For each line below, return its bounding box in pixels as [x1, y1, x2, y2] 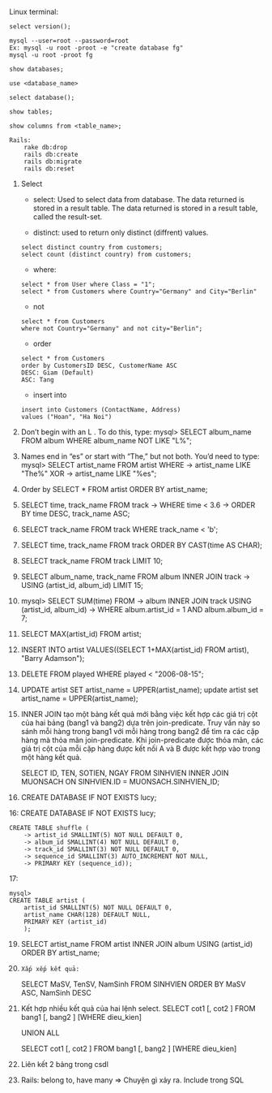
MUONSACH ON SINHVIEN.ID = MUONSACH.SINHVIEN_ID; [20, 777, 220, 786]
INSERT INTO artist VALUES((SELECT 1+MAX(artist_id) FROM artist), [20, 645, 249, 655]
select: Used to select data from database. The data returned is [32, 195, 245, 204]
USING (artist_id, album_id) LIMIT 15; [20, 581, 144, 590]
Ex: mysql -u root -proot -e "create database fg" [9, 44, 184, 52]
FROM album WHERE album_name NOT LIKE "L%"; [20, 436, 193, 445]
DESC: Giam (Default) [20, 369, 94, 377]
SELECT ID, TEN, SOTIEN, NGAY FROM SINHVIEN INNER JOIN [20, 768, 229, 778]
